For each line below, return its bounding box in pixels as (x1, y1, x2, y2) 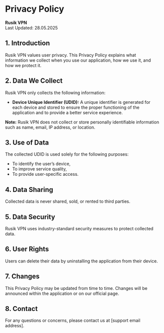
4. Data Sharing (5, 185, 53, 194)
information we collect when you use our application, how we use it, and (5, 57, 151, 63)
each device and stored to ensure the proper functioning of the (12, 104, 140, 110)
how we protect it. (5, 62, 42, 68)
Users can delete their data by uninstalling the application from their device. (5, 258, 158, 264)
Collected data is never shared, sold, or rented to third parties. (5, 198, 131, 204)
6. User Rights (5, 245, 49, 253)
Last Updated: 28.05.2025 (5, 24, 58, 30)
